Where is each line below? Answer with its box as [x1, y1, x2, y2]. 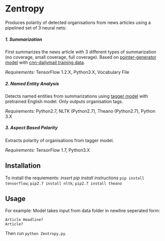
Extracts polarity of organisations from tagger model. [5, 137, 114, 143]
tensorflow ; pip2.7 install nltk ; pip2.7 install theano [5, 180, 122, 186]
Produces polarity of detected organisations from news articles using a [5, 19, 151, 25]
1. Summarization [5, 36, 42, 42]
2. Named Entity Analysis [5, 80, 59, 86]
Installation [5, 162, 41, 170]
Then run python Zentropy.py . [5, 231, 67, 237]
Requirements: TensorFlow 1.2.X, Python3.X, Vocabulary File [5, 69, 130, 75]
